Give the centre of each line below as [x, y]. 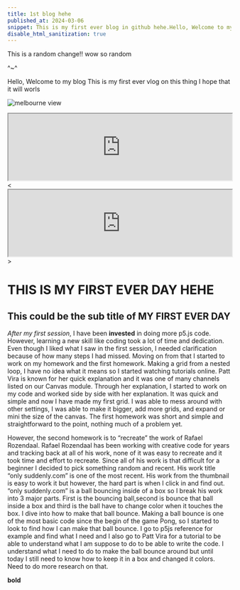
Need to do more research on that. [58, 567]
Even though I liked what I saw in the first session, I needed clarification [112, 349]
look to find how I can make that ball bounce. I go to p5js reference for [110, 529]
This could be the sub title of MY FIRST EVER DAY [119, 316]
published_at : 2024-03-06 [45, 21]
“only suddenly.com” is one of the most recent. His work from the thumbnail [118, 476]
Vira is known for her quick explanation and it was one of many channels [114, 379]
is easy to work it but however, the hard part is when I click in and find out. [116, 483]
